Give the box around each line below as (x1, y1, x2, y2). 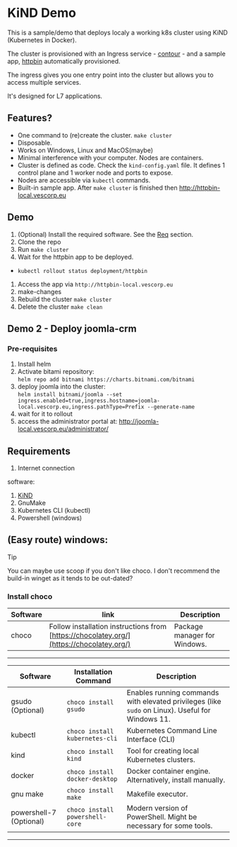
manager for (174, 630, 215, 640)
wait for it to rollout (17, 410, 73, 418)
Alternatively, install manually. (126, 775, 226, 785)
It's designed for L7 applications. (7, 92, 103, 100)
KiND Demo (7, 5, 76, 21)
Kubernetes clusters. (126, 755, 195, 764)
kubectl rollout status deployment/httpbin (17, 267, 148, 274)
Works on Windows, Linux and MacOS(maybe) (17, 146, 154, 154)
